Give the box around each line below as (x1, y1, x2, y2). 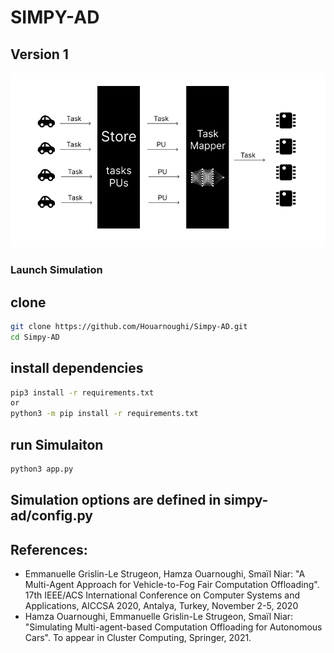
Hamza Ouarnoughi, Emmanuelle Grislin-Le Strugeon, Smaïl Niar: (24, 611, 294, 623)
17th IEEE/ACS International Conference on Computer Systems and (24, 589, 301, 601)
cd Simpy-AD (10, 332, 60, 342)
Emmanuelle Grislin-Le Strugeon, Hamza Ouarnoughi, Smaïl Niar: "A (24, 568, 306, 580)
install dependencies (10, 360, 144, 377)
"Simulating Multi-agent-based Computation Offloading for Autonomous (24, 621, 323, 633)
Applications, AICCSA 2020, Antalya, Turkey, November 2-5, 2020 (24, 600, 299, 612)
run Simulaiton (10, 436, 104, 453)
